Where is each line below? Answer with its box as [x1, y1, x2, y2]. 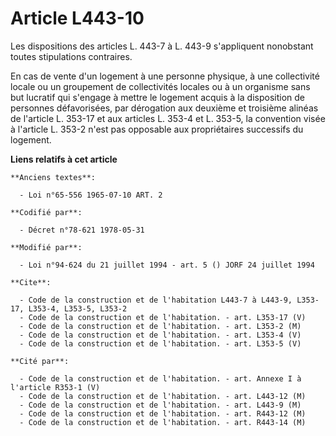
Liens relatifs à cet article [10, 153, 118, 165]
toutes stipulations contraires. [10, 50, 133, 62]
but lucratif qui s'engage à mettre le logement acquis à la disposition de [10, 91, 305, 103]
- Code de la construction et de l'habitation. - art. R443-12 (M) [19, 408, 307, 419]
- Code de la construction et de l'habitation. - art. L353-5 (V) [19, 338, 302, 349]
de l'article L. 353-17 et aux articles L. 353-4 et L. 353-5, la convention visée [10, 112, 326, 124]
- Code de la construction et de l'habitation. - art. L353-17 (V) [19, 312, 307, 322]
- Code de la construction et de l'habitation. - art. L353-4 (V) [19, 330, 302, 340]
